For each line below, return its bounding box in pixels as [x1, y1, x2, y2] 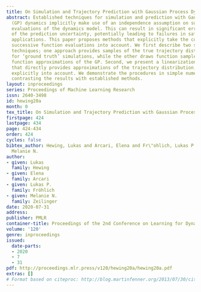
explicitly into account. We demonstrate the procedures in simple [11, 70, 184, 76]
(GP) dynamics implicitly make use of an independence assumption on [11, 20, 188, 26]
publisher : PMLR [6, 215, 47, 221]
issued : [6, 237, 26, 243]
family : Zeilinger [11, 198, 58, 204]
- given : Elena [6, 170, 44, 177]
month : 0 [6, 103, 28, 110]
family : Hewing [11, 165, 50, 171]
